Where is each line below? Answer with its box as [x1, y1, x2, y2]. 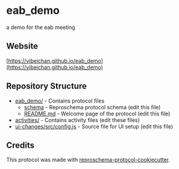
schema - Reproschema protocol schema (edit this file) [24, 103, 161, 110]
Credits [6, 140, 35, 150]
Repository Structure [6, 81, 87, 91]
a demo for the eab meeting [6, 24, 75, 31]
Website [6, 41, 38, 51]
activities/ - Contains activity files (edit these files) [14, 116, 140, 124]
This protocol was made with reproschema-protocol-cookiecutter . [6, 156, 171, 164]
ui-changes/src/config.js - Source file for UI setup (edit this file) [14, 123, 174, 130]
